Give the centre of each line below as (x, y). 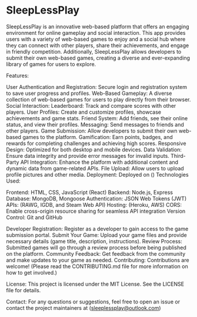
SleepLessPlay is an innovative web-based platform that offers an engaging (98, 27)
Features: (18, 75)
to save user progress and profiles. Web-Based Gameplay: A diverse (89, 93)
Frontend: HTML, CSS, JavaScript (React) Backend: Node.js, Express (90, 192)
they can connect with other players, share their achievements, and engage (98, 45)
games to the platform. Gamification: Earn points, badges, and (98, 137)
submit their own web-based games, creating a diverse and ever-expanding (98, 58)
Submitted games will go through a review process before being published (96, 247)
